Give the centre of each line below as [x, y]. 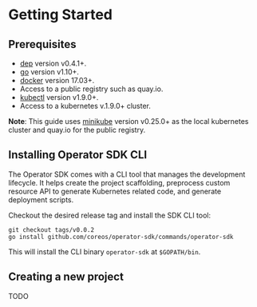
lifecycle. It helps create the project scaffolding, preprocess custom [119, 182]
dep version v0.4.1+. [53, 63]
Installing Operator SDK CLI [78, 155]
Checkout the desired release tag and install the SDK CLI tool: [110, 215]
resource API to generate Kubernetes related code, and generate [115, 191]
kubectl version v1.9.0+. [59, 97]
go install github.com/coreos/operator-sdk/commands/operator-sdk [121, 237]
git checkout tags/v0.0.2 [51, 229]
